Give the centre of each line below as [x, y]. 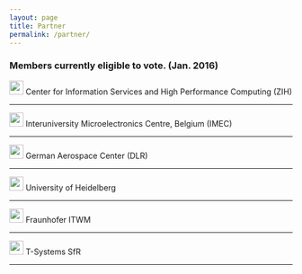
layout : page [34, 18]
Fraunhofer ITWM [58, 219]
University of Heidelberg [71, 187]
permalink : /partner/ [50, 34]
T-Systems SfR [53, 252]
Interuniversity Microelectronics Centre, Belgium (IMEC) [129, 123]
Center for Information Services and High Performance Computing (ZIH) [159, 92]
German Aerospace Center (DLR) [87, 155]
